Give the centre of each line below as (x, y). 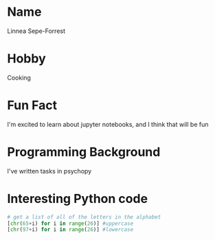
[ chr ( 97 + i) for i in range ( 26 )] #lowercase (70, 230)
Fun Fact (32, 105)
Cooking (19, 77)
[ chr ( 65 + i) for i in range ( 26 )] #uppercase (70, 224)
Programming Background (84, 152)
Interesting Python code (78, 199)
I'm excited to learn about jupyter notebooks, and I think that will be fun (108, 124)
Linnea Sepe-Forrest (36, 31)
